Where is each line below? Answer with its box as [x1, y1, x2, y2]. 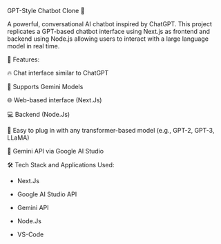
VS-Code [17, 230, 44, 238]
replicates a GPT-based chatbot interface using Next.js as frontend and [7, 28, 211, 35]
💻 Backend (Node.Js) [7, 111, 70, 118]
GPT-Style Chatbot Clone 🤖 [7, 7, 85, 15]
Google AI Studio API [17, 190, 77, 198]
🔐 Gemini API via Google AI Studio [7, 147, 104, 155]
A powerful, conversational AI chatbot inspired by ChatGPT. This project [7, 20, 212, 28]
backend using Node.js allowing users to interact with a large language [7, 35, 209, 43]
